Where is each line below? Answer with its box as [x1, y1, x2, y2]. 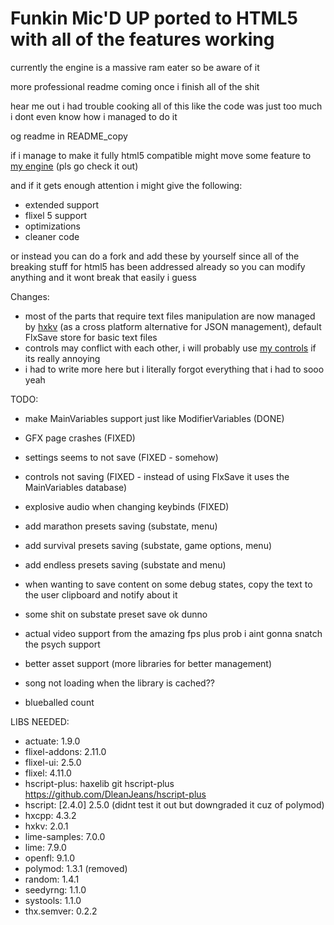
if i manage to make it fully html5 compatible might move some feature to [10, 149, 312, 161]
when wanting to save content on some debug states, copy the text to [24, 578, 313, 590]
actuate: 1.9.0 [24, 735, 81, 747]
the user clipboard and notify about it [24, 588, 178, 601]
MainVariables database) [24, 481, 128, 493]
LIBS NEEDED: [10, 715, 70, 727]
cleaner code [24, 230, 80, 242]
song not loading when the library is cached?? [24, 677, 215, 689]
